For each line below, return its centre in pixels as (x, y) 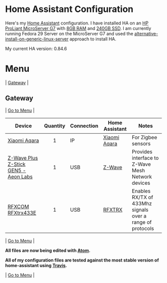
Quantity (55, 126)
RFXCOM (18, 207)
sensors (141, 143)
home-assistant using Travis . (36, 265)
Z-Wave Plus (23, 158)
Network (142, 177)
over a (139, 216)
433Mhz (142, 203)
